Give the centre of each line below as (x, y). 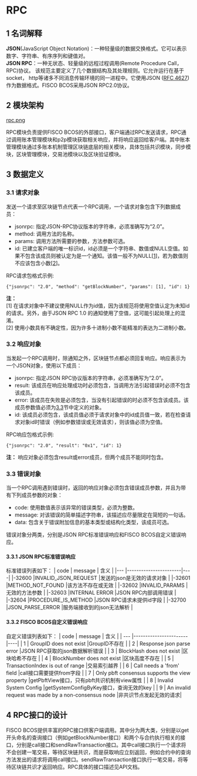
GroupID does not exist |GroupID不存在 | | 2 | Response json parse (110, 643)
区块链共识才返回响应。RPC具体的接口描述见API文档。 (77, 767)
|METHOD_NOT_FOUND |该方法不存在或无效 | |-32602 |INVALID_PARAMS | (97, 585)
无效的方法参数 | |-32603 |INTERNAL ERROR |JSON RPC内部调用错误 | (91, 593)
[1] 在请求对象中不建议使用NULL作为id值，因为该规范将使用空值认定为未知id (98, 305)
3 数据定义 (25, 175)
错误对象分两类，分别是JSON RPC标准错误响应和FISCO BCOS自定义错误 (94, 535)
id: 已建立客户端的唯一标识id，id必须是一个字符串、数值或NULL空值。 (99, 248)
